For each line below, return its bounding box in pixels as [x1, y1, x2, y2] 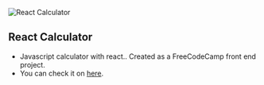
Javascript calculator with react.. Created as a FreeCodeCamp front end [19, 52, 257, 61]
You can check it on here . [19, 68, 104, 78]
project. [19, 60, 45, 69]
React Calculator [8, 30, 93, 44]
